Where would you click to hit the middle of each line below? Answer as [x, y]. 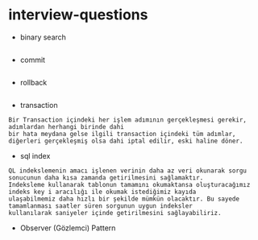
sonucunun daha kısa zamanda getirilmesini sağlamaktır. [106, 178]
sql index [35, 155]
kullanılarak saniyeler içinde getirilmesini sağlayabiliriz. [115, 213]
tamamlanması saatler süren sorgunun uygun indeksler [101, 206]
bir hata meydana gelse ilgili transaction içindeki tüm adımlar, [122, 134]
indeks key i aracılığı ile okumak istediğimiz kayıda [102, 192]
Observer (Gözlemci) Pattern [68, 228]
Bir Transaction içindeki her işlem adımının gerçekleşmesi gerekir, [128, 120]
